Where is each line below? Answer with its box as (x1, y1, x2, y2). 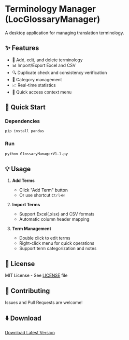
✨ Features (5, 44, 39, 52)
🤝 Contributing (5, 286, 50, 295)
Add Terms (12, 178, 35, 183)
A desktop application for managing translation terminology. (5, 30, 124, 36)
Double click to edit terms (19, 235, 71, 241)
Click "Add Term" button (19, 187, 68, 193)
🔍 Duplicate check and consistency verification (12, 70, 107, 75)
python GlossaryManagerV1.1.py (5, 151, 68, 156)
